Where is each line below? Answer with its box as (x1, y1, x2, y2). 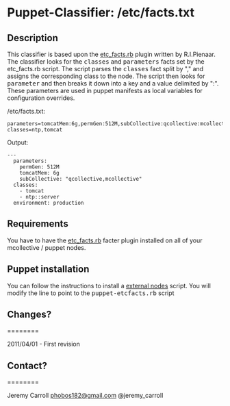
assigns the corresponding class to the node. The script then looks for (7, 72, 205, 80)
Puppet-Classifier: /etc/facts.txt (7, 5, 195, 21)
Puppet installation (7, 264, 90, 275)
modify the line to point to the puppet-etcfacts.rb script (7, 289, 175, 297)
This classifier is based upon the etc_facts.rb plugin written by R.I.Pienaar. (7, 50, 216, 58)
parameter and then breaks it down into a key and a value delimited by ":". (7, 79, 219, 87)
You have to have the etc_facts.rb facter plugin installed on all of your (7, 236, 203, 244)
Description (7, 32, 58, 44)
